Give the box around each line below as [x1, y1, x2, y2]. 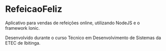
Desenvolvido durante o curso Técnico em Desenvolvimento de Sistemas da [5, 35, 162, 41]
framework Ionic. [5, 25, 40, 31]
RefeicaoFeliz [5, 3, 63, 15]
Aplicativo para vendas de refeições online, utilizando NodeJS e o [5, 20, 140, 26]
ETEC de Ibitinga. [5, 40, 41, 46]
